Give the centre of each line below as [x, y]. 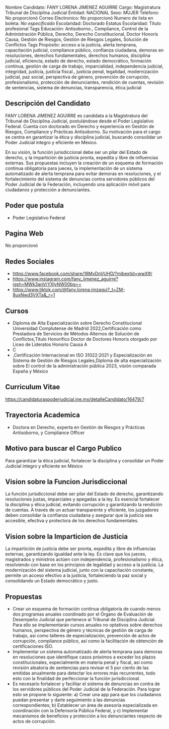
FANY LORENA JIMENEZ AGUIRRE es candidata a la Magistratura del [76, 115]
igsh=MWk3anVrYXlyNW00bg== [47, 284]
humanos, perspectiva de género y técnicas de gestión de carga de [83, 630]
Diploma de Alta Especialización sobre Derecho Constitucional [77, 323]
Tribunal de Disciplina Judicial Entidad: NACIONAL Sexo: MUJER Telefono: [82, 13]
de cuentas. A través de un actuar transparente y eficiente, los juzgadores [82, 510]
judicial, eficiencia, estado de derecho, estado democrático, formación [78, 61]
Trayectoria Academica [43, 415]
